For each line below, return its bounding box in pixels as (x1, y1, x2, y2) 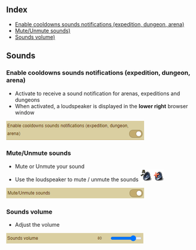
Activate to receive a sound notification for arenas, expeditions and (14, 90, 180, 97)
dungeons (14, 96, 40, 103)
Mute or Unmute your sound (14, 163, 85, 170)
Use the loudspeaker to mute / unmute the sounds (14, 176, 139, 183)
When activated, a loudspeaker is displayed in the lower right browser (14, 102, 188, 109)
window (14, 109, 35, 116)
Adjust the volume (14, 221, 60, 228)
